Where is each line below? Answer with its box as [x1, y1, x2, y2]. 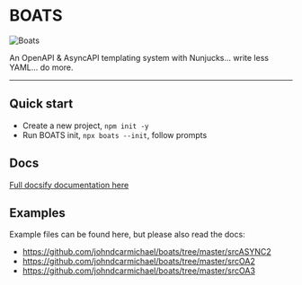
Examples [9, 205, 66, 220]
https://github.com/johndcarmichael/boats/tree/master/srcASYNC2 [22, 246, 271, 257]
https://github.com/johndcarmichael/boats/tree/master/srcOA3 [22, 265, 256, 276]
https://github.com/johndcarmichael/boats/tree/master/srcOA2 [22, 256, 256, 267]
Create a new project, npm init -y [22, 120, 149, 131]
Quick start [9, 96, 74, 112]
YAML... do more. [9, 62, 74, 73]
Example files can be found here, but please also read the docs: [9, 229, 245, 240]
